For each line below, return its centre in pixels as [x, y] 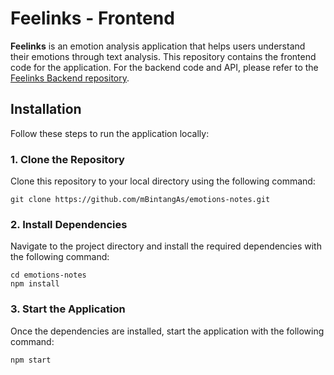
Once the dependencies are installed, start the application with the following [167, 331]
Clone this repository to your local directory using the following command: [163, 181]
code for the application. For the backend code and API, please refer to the [164, 67]
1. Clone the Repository [67, 159]
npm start [31, 360]
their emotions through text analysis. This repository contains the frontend [163, 56]
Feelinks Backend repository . [70, 78]
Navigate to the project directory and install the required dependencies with [166, 246]
